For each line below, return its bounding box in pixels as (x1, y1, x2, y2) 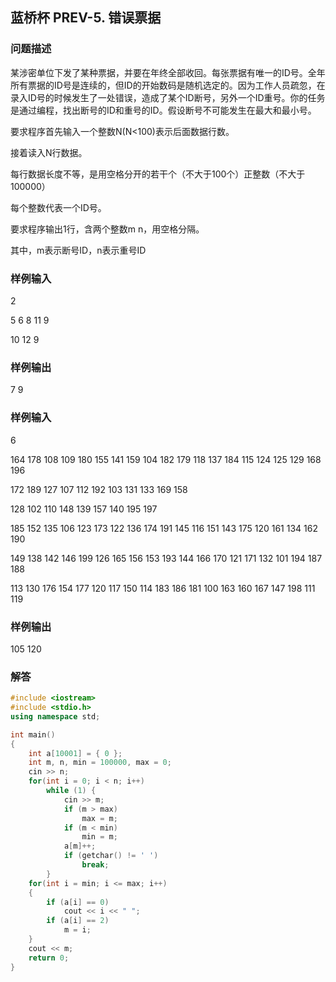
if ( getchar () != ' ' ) (63, 851, 159, 861)
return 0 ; (28, 953, 70, 963)
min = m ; (81, 832, 118, 842)
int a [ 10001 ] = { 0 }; (28, 748, 123, 758)
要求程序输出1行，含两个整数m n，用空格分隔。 (10, 223, 205, 235)
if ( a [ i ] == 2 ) (46, 916, 110, 926)
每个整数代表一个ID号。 (10, 201, 107, 213)
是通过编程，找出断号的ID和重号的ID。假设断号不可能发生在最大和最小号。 (10, 104, 317, 116)
